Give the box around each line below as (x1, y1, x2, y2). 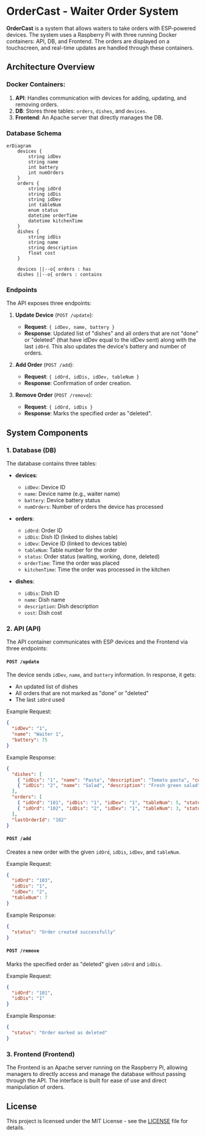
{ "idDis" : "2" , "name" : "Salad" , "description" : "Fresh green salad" (17, 783, 201, 789)
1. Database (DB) (6, 446, 57, 454)
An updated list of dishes (15, 683, 78, 690)
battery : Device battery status (24, 496, 101, 503)
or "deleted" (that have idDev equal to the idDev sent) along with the (24, 336, 196, 344)
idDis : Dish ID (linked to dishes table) (24, 533, 118, 540)
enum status (28, 207, 59, 213)
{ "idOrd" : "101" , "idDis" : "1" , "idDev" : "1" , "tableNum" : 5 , (17, 800, 182, 806)
